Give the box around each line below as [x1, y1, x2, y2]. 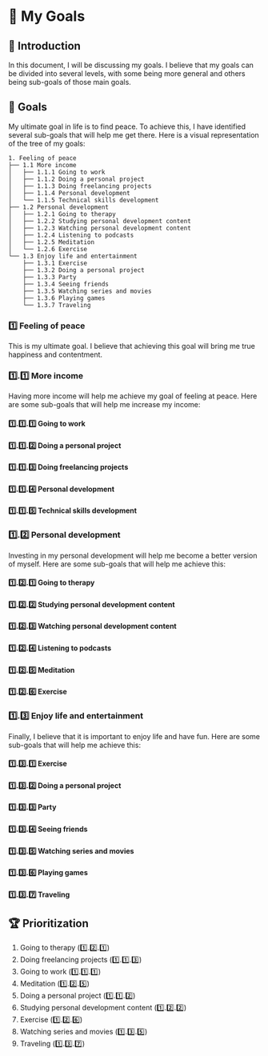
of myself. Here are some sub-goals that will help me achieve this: [8, 559, 226, 569]
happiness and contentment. [8, 350, 102, 359]
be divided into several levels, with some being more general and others [8, 69, 246, 78]
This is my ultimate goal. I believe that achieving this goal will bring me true [8, 342, 256, 351]
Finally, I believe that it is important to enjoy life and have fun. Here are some [8, 731, 260, 741]
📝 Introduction [8, 39, 82, 53]
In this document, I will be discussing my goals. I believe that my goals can [8, 60, 254, 70]
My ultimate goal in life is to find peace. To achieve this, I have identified [8, 122, 246, 131]
